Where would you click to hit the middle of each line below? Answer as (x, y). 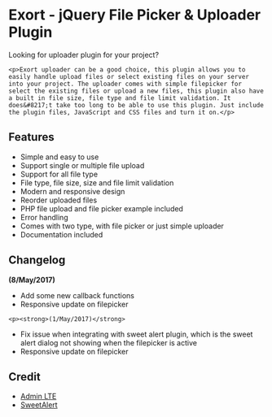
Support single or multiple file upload (82, 165)
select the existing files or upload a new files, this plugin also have (136, 91)
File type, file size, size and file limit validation (97, 182)
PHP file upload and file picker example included (101, 208)
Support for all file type (59, 174)
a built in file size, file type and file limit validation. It (120, 98)
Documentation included (61, 234)
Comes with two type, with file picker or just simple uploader (122, 226)
